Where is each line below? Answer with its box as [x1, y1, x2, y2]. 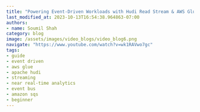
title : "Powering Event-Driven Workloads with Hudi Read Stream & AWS [6, 8, 185, 15]
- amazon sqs [6, 91, 39, 97]
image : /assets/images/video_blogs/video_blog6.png [6, 36, 137, 42]
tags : [6, 47, 20, 53]
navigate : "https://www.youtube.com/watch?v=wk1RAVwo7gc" [6, 42, 153, 48]
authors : [6, 20, 28, 25]
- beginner [6, 97, 33, 103]
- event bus [6, 86, 36, 92]
